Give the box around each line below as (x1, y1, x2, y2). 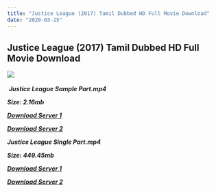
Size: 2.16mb (7, 98, 45, 106)
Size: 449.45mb (7, 152, 55, 160)
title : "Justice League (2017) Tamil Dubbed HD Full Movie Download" (7, 10, 211, 17)
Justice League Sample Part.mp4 (8, 85, 107, 93)
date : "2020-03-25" (7, 16, 63, 23)
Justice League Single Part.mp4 (7, 138, 101, 146)
